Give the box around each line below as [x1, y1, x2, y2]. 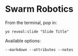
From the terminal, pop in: [5, 20, 57, 26]
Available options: [5, 38, 41, 44]
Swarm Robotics [5, 3, 74, 15]
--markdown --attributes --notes [5, 47, 74, 52]
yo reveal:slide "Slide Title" [5, 29, 69, 34]
